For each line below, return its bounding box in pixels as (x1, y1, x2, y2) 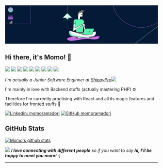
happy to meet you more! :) (5, 152, 61, 158)
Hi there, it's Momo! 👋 (5, 53, 72, 61)
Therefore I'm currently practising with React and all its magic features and (5, 95, 155, 101)
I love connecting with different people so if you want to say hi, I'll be (11, 147, 152, 153)
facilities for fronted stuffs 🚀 (5, 101, 61, 107)
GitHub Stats (5, 125, 45, 133)
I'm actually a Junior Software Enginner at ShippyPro (5, 76, 112, 83)
